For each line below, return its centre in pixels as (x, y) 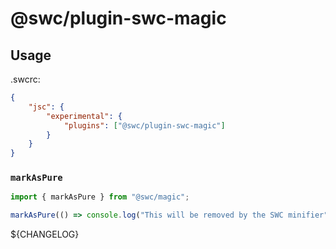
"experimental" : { (84, 116)
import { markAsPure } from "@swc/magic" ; (100, 197)
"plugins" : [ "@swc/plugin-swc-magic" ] (144, 125)
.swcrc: (25, 79)
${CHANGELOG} (45, 234)
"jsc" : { (46, 107)
